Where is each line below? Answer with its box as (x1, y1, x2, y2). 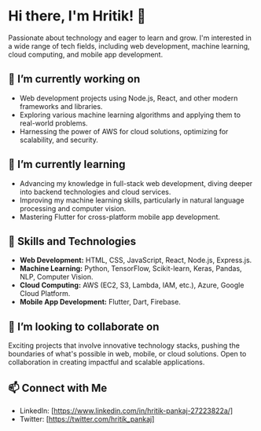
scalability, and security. (19, 135, 98, 144)
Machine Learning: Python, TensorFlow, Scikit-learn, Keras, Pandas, (19, 264, 242, 273)
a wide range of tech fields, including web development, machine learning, (8, 41, 250, 50)
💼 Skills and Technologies (8, 235, 137, 248)
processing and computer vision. (19, 203, 127, 213)
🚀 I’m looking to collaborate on (8, 320, 160, 333)
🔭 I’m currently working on (8, 72, 141, 86)
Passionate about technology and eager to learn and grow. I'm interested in (8, 33, 252, 42)
